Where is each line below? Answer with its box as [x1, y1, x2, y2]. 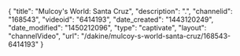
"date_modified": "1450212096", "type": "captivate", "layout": [8, 23, 207, 32]
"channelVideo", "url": [8, 31, 80, 40]
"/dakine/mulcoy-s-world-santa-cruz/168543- [81, 31, 231, 40]
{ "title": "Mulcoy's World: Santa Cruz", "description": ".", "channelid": [8, 7, 234, 16]
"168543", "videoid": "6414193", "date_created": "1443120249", [8, 15, 214, 24]
